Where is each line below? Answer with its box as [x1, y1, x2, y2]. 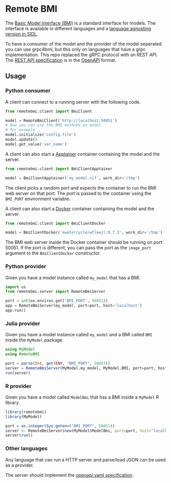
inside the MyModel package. [5, 337, 64, 343]
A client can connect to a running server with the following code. [5, 99, 141, 105]
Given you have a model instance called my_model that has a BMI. [5, 274, 141, 281]
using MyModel [5, 347, 36, 352]
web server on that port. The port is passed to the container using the [5, 190, 152, 196]
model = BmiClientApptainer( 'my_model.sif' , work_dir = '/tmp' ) [5, 175, 140, 180]
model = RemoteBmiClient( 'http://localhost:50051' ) [5, 118, 117, 123]
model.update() [5, 137, 38, 142]
